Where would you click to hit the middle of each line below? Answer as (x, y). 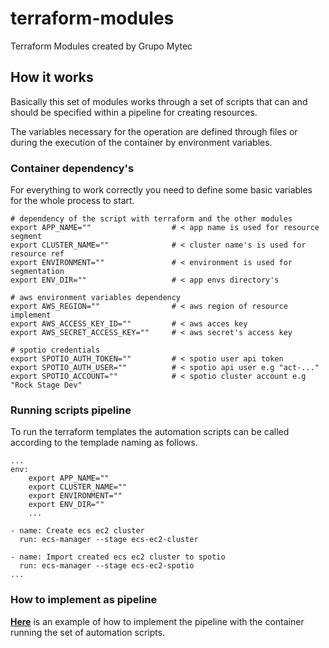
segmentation (37, 272)
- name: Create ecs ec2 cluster (77, 531)
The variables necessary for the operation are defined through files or (154, 131)
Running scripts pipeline (71, 410)
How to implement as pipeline (84, 600)
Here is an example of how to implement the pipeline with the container (157, 621)
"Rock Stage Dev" (46, 385)
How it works (52, 77)
